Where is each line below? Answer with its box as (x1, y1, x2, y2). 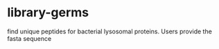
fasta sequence (7, 34, 52, 42)
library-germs (7, 5, 89, 20)
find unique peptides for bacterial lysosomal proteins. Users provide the (7, 27, 213, 35)
